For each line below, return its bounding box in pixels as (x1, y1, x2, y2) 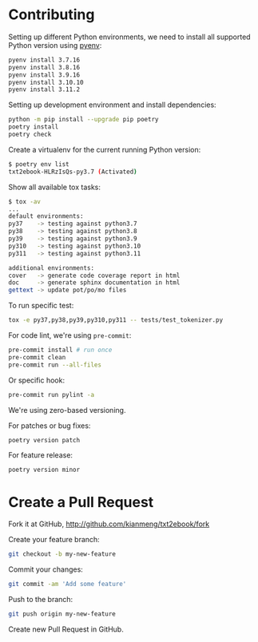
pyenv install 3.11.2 (8, 85, 81, 93)
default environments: (8, 212, 84, 220)
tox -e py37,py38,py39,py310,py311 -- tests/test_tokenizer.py (8, 316, 224, 324)
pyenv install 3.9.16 (8, 70, 81, 79)
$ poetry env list (8, 160, 69, 168)
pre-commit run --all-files (8, 361, 102, 369)
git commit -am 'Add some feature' (8, 581, 127, 588)
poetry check (8, 130, 52, 139)
